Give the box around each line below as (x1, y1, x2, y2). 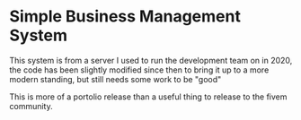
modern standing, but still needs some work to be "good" (9, 73, 222, 84)
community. (9, 100, 53, 111)
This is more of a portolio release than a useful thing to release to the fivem (9, 91, 288, 102)
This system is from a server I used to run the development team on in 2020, (9, 55, 293, 65)
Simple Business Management (9, 6, 241, 27)
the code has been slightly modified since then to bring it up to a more (9, 64, 270, 75)
